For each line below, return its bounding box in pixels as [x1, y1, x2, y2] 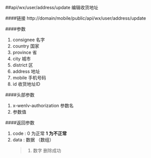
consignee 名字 [12, 37, 45, 43]
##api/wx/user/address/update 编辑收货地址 [5, 5, 99, 10]
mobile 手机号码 [12, 75, 46, 81]
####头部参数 [5, 92, 35, 98]
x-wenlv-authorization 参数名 [12, 103, 74, 108]
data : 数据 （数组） [12, 137, 54, 143]
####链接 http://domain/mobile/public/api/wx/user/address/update [5, 15, 146, 21]
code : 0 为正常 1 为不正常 [12, 131, 67, 136]
